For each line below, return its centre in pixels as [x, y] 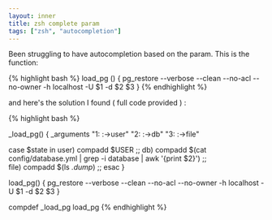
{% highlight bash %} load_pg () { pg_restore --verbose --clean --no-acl [130, 79]
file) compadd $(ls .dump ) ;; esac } [67, 167]
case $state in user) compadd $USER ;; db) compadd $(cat [108, 150]
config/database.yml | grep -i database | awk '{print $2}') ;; [108, 158]
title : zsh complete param [54, 24]
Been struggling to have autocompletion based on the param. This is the [129, 54]
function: [24, 63]
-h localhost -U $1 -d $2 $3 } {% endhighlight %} [125, 87]
